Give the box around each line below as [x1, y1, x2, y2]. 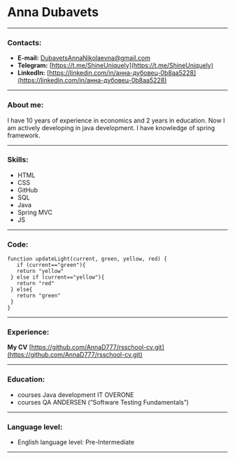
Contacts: [7, 38, 42, 48]
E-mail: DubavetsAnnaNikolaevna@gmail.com [17, 54, 150, 62]
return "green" [16, 292, 61, 300]
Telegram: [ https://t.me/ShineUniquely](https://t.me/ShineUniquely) [17, 61, 214, 70]
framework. [7, 131, 41, 139]
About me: [7, 100, 44, 110]
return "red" [16, 280, 55, 287]
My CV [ [7, 343, 31, 351]
